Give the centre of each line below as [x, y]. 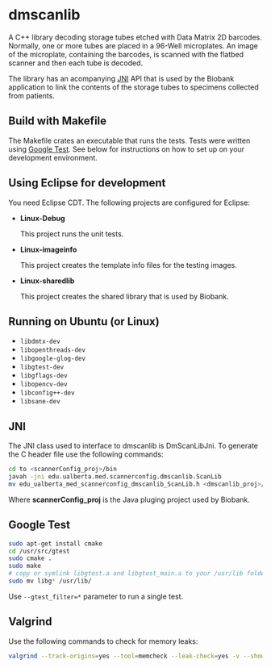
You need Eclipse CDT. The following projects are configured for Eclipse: [129, 202]
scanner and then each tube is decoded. [76, 63]
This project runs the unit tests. [72, 234]
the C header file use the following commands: [86, 454]
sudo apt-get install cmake [56, 543]
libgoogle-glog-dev [53, 359]
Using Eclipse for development [87, 183]
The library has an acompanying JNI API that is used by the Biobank [121, 78]
